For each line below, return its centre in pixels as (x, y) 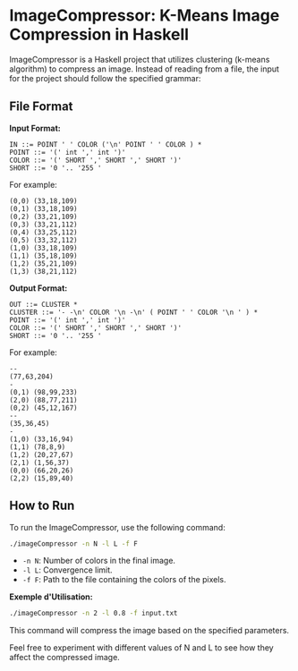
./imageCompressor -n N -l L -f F (74, 544)
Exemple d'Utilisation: (51, 597)
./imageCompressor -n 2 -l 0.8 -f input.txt (94, 614)
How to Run (42, 506)
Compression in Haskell (99, 34)
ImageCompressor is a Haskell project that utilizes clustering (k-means (140, 59)
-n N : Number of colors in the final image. (99, 561)
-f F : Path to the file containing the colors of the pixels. (124, 580)
